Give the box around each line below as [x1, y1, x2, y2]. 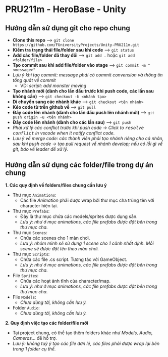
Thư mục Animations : [12, 192, 57, 198]
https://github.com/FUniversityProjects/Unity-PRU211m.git [12, 42, 140, 48]
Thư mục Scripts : [12, 251, 50, 257]
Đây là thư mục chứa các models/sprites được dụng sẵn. [20, 213, 138, 219]
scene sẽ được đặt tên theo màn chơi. [20, 245, 99, 251]
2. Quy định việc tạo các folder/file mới [5, 320, 88, 326]
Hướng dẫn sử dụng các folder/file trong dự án [5, 161, 154, 169]
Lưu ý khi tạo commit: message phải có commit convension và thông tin [12, 72, 163, 78]
